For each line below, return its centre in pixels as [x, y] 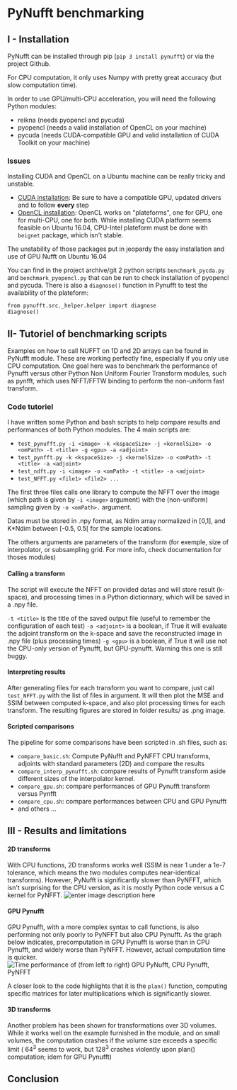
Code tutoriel [30, 407]
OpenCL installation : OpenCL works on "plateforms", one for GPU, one [120, 213]
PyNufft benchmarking [76, 13]
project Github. [29, 64]
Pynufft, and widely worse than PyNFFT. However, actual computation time [117, 949]
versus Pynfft [37, 794]
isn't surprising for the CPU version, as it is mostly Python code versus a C [116, 887]
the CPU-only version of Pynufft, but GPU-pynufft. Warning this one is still [115, 648]
